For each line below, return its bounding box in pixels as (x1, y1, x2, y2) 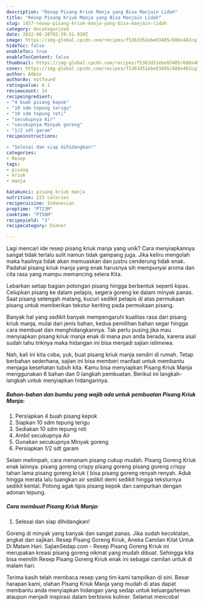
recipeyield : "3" (6, 217, 50, 223)
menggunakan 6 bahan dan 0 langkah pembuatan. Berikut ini (6, 370, 159, 378)
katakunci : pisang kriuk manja (6, 189, 86, 195)
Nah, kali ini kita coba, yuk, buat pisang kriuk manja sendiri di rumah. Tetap (6, 351, 194, 358)
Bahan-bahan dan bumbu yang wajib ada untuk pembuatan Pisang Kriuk (6, 390, 196, 398)
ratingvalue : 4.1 (6, 83, 50, 89)
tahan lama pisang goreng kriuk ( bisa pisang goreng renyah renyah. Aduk (6, 469, 192, 477)
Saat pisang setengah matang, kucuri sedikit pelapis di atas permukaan (6, 295, 185, 302)
